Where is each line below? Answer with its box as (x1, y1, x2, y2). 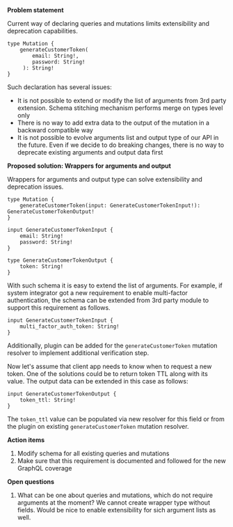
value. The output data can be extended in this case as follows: (7, 377, 188, 385)
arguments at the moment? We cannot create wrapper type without (17, 498, 211, 507)
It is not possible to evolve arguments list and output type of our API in (17, 134, 219, 141)
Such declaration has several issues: (7, 83, 113, 91)
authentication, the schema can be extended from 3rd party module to (7, 296, 209, 304)
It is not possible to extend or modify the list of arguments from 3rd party (17, 97, 227, 104)
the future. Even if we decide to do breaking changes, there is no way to (17, 141, 225, 149)
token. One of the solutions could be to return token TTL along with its (7, 370, 209, 378)
